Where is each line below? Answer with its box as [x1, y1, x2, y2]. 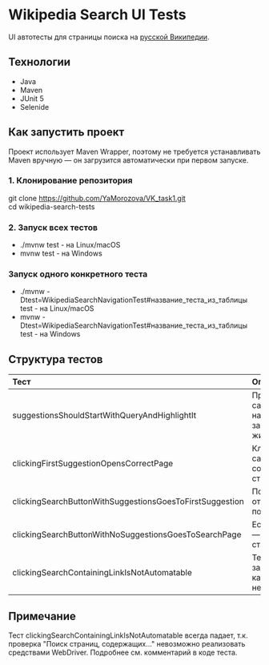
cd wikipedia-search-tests [8, 202, 95, 212]
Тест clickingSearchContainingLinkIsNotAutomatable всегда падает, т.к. [8, 631, 248, 640]
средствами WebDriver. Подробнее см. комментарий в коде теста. [8, 647, 238, 658]
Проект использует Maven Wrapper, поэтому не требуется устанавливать [8, 147, 261, 156]
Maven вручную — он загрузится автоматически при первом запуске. [8, 155, 249, 165]
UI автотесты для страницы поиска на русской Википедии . [8, 32, 210, 42]
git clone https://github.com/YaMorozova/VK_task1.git [8, 193, 186, 203]
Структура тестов [8, 353, 103, 366]
